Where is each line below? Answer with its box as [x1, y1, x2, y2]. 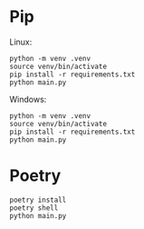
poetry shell [9, 203, 59, 213]
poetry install [9, 195, 67, 204]
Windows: [9, 94, 47, 105]
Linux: [9, 36, 33, 47]
